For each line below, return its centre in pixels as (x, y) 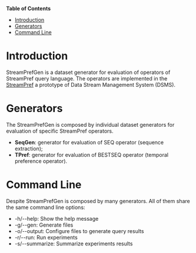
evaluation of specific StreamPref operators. (60, 131)
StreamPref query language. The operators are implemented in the (87, 78)
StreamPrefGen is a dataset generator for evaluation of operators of (88, 72)
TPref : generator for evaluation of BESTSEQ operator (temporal (92, 154)
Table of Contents (29, 9)
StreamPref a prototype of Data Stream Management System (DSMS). (91, 85)
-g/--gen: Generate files (44, 225)
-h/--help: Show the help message (57, 218)
